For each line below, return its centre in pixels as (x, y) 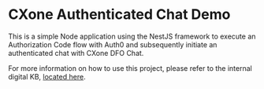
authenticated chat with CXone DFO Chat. (76, 53)
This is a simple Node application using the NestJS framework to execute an (132, 36)
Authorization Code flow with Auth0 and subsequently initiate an (113, 44)
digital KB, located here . (47, 76)
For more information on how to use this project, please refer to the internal (130, 68)
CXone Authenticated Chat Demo (119, 15)
